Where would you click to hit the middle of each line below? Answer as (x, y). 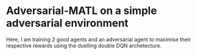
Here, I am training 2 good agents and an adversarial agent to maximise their (98, 39)
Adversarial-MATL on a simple (81, 11)
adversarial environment (67, 23)
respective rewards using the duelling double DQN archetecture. (84, 46)
